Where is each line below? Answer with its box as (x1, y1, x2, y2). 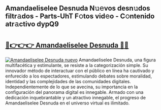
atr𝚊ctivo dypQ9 (5, 20, 59, 28)
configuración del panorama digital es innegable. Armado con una (5, 89, 144, 95)
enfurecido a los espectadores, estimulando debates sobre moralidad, (5, 73, 152, 79)
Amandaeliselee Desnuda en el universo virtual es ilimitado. (5, 100, 130, 106)
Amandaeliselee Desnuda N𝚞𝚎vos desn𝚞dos (5, 4, 151, 13)
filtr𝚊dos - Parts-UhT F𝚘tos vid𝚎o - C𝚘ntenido (5, 12, 155, 21)
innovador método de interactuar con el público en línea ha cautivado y (5, 68, 154, 74)
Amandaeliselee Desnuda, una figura (78, 57, 156, 63)
